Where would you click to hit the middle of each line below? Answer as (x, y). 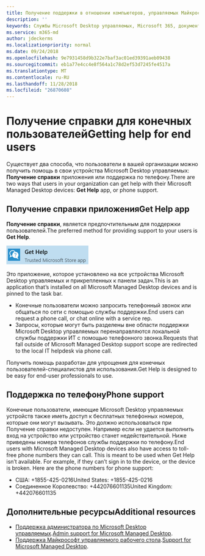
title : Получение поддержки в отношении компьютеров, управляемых (92, 13)
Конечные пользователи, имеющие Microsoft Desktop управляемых (95, 409)
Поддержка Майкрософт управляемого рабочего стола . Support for (103, 540)
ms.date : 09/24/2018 (33, 52)
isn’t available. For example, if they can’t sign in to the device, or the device (101, 461)
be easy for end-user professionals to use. (60, 375)
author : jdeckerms (30, 39)
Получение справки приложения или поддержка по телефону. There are (101, 177)
